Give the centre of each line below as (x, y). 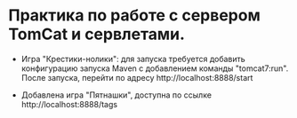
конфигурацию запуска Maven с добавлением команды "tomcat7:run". (155, 68)
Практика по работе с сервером (135, 16)
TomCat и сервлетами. (97, 34)
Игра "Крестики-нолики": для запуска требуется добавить (133, 59)
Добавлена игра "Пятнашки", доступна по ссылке (116, 95)
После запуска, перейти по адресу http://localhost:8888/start (137, 77)
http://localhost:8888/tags (69, 104)
